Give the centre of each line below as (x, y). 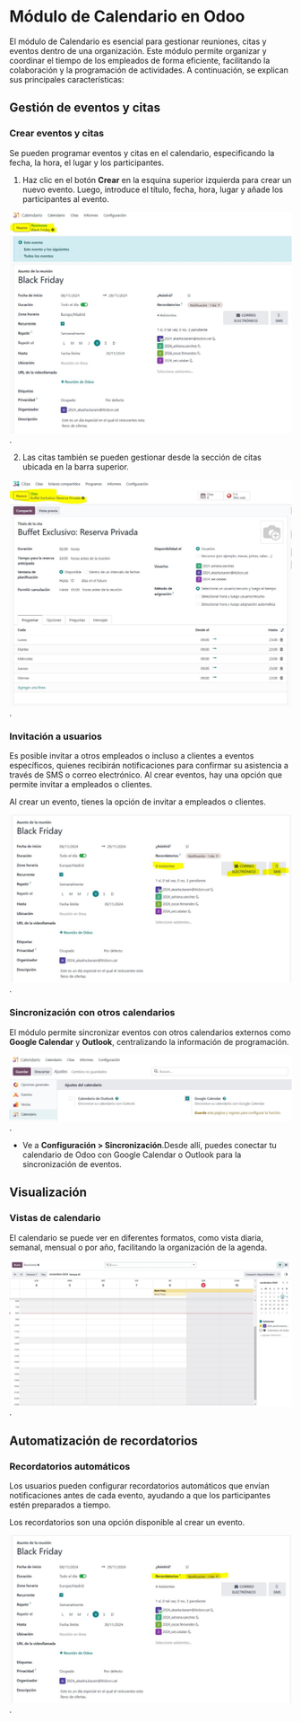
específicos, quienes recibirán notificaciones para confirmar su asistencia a (149, 766)
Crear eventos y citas (57, 134)
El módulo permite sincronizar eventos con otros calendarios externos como (150, 1032)
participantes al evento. (65, 198)
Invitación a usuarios (56, 736)
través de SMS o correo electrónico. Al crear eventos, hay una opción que (146, 775)
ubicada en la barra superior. (76, 466)
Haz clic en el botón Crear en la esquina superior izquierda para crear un (157, 180)
